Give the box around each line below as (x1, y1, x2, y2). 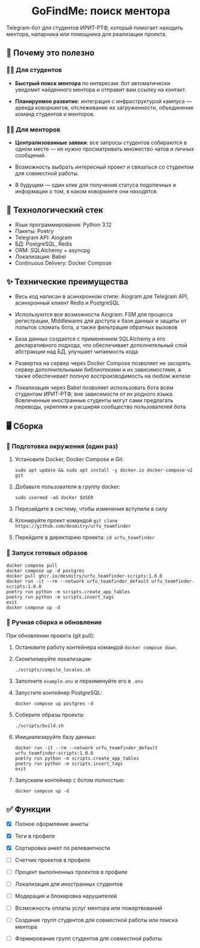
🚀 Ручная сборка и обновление (6, 618, 102, 627)
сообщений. (14, 151, 46, 159)
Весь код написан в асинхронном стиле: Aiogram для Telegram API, (14, 292, 189, 300)
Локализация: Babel (14, 253, 66, 260)
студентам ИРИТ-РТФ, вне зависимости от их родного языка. (14, 390, 174, 397)
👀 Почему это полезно (6, 48, 95, 58)
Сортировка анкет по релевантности (14, 844, 111, 851)
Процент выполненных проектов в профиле (14, 868, 128, 875)
